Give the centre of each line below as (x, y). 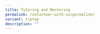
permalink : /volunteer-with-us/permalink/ (50, 14)
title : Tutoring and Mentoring (38, 10)
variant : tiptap (22, 19)
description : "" (22, 24)
